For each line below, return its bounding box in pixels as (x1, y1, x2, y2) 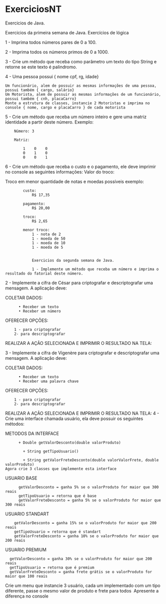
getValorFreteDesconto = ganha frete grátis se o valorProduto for (9, 569, 153, 574)
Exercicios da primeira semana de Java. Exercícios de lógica (5, 29, 129, 35)
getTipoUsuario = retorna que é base (18, 493, 97, 498)
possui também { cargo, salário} (5, 87, 75, 93)
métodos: (5, 421, 25, 427)
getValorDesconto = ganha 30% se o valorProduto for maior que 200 (9, 556, 153, 561)
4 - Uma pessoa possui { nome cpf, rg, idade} (5, 73, 99, 79)
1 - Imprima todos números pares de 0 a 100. (5, 39, 97, 45)
